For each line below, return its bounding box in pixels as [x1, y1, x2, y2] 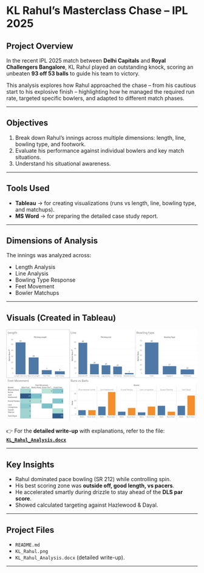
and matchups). [15, 206, 55, 213]
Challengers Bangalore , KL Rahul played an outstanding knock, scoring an [6, 63, 194, 71]
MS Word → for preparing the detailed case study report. [15, 212, 158, 220]
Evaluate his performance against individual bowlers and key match [15, 147, 184, 154]
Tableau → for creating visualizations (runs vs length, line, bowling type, [15, 199, 196, 207]
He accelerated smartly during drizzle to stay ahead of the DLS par [15, 488, 183, 496]
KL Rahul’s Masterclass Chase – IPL [6, 4, 188, 18]
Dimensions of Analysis [6, 235, 98, 246]
